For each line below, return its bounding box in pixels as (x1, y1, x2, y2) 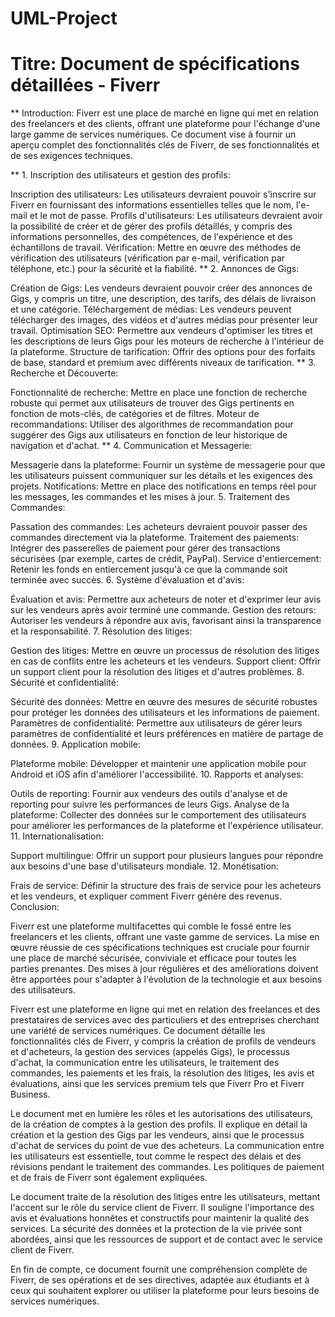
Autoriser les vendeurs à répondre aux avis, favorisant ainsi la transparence (10, 615, 322, 627)
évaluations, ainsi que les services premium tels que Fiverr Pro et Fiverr (10, 1078, 305, 1090)
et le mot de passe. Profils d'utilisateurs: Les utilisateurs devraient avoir (29, 210, 323, 222)
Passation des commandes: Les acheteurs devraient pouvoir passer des (10, 521, 308, 533)
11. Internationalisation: (10, 830, 104, 842)
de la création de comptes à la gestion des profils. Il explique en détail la (10, 1118, 308, 1131)
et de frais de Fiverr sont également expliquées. (10, 1172, 208, 1184)
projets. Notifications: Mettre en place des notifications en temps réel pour (10, 480, 317, 492)
